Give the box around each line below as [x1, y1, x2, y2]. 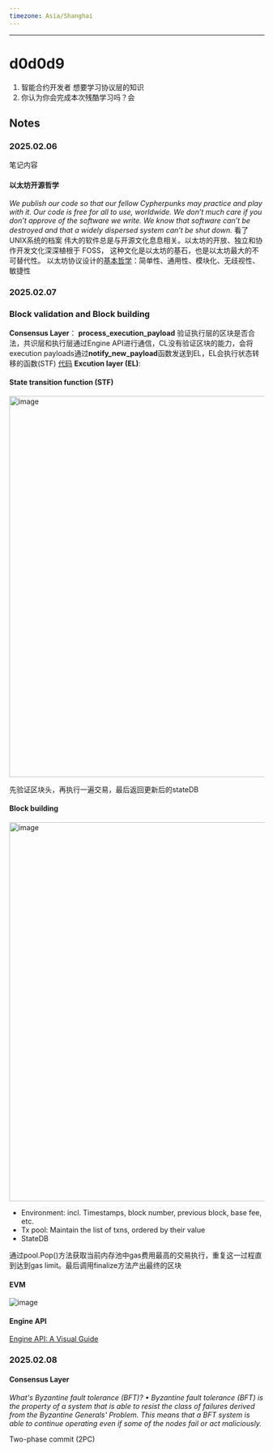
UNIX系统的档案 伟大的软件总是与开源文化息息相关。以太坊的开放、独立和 [9, 236, 256, 246]
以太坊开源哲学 [9, 180, 59, 190]
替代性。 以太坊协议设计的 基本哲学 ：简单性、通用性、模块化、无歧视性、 [15, 256, 260, 266]
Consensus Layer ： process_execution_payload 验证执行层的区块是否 [9, 328, 249, 337]
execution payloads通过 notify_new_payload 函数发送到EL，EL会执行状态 [9, 348, 253, 358]
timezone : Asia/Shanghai [9, 11, 93, 20]
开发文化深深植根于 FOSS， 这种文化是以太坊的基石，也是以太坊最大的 [15, 246, 252, 255]
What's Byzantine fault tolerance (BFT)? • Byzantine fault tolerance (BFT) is [9, 1392, 264, 1403]
